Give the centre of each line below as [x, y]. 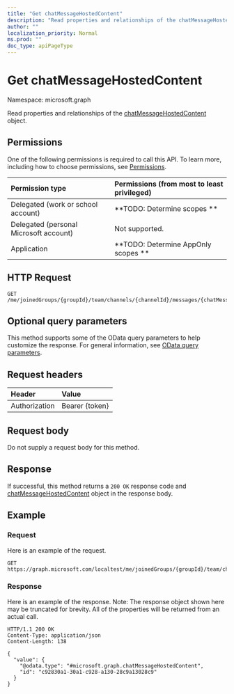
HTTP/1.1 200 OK [31, 629]
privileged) [133, 192]
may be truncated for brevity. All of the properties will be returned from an [114, 609]
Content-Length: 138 [37, 641]
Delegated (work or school [54, 204]
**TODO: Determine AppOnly [163, 244]
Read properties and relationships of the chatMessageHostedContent [107, 113]
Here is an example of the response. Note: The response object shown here [116, 601]
